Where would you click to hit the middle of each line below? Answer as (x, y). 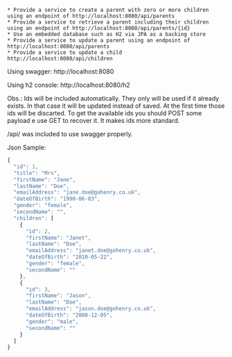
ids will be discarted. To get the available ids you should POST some (105, 113)
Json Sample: (27, 147)
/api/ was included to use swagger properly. (70, 134)
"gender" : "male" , (52, 322)
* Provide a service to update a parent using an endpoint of (99, 40)
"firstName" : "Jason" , (58, 296)
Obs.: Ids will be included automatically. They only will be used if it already (113, 98)
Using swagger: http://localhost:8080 (61, 72)
